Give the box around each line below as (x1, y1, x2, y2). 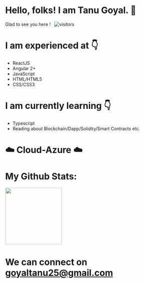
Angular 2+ (12, 65, 36, 71)
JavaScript (12, 71, 35, 77)
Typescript (12, 120, 35, 126)
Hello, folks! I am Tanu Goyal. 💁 (5, 5, 136, 16)
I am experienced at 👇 (5, 40, 98, 51)
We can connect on (5, 257, 88, 268)
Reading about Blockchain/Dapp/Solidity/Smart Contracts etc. (12, 126, 140, 132)
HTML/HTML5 (12, 76, 43, 82)
